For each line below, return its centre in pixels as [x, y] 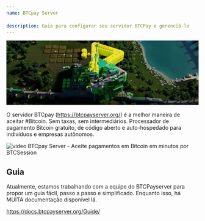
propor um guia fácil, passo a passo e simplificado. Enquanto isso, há [94, 193]
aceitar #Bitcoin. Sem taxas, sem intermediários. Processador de [88, 121]
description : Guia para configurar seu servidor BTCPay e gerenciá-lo [98, 26]
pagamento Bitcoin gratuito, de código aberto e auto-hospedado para [94, 128]
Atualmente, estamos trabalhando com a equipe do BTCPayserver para [95, 187]
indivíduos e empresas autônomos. [50, 134]
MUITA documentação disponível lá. [52, 200]
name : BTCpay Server [33, 13]
